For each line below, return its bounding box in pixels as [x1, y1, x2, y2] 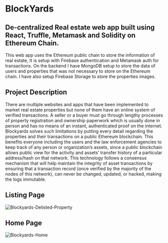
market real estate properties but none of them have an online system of [5, 107, 155, 113]
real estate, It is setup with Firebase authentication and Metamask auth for [5, 57, 159, 63]
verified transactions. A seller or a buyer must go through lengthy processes [5, 112, 163, 118]
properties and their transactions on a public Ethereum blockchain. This [5, 133, 153, 139]
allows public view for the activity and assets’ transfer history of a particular [5, 149, 162, 155]
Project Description [5, 88, 67, 97]
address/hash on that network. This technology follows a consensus [5, 154, 147, 161]
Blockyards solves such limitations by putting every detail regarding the [5, 128, 153, 134]
